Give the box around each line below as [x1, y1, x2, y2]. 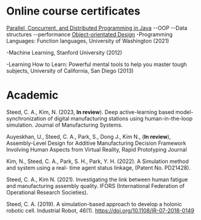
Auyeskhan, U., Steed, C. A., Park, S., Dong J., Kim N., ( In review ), [6, 133, 171, 140]
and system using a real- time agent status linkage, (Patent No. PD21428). [6, 164, 191, 171]
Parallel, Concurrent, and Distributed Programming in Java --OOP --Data [6, 24, 188, 32]
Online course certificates [6, 4, 140, 18]
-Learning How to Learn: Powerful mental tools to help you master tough [6, 61, 187, 68]
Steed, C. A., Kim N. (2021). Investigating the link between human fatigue [6, 176, 188, 183]
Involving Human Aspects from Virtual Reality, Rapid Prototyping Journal [6, 145, 187, 153]
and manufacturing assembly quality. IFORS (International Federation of [6, 182, 185, 189]
